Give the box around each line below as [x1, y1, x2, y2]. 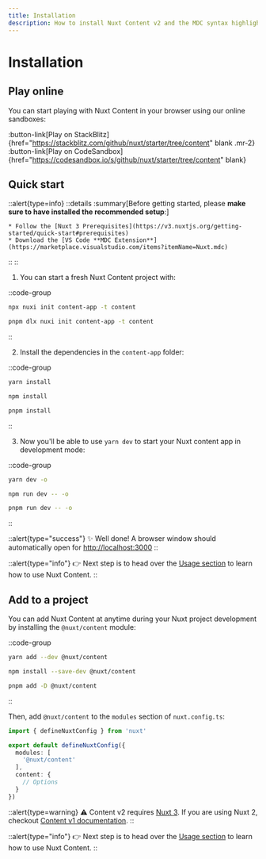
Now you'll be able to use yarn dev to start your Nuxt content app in [19, 436, 241, 446]
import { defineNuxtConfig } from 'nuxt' [8, 727, 147, 734]
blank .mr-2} [215, 138, 256, 148]
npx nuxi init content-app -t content [8, 303, 136, 312]
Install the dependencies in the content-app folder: [19, 347, 184, 357]
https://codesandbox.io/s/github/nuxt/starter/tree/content [32, 155, 221, 164]
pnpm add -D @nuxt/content [8, 681, 97, 690]
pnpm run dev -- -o [8, 504, 73, 512]
